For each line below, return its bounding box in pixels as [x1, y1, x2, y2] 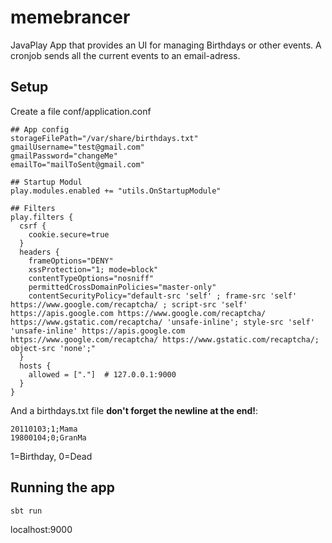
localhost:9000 [10, 523, 73, 535]
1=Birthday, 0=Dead [10, 450, 93, 462]
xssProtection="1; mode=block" [28, 264, 159, 275]
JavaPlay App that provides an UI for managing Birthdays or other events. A [10, 39, 322, 51]
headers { [19, 247, 60, 257]
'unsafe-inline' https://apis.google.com [10, 326, 186, 336]
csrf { [19, 221, 47, 231]
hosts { [19, 361, 52, 371]
